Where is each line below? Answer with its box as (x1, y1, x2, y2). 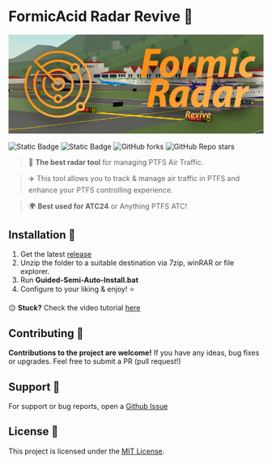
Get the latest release (19, 250, 91, 259)
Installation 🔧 (8, 228, 76, 242)
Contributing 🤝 (8, 327, 84, 340)
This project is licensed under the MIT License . (8, 446, 165, 456)
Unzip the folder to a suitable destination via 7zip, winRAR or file (19, 258, 235, 268)
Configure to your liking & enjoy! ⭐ (19, 285, 135, 294)
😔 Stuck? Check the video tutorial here (8, 303, 141, 313)
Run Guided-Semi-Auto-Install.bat (19, 275, 139, 285)
